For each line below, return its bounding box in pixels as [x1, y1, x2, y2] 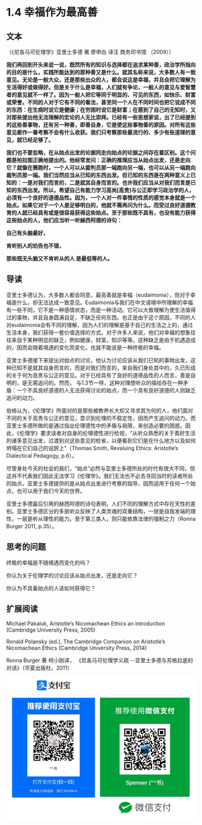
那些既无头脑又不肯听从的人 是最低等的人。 [6, 255, 113, 262]
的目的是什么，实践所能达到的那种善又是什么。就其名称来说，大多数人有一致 [6, 68, 196, 76]
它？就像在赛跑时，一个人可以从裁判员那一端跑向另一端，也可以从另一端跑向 [6, 164, 196, 171]
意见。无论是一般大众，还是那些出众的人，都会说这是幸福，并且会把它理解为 [6, 76, 196, 83]
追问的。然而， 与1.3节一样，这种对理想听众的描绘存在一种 [37, 379, 183, 386]
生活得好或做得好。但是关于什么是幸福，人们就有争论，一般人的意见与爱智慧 [6, 84, 196, 91]
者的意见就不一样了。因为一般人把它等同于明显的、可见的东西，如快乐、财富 [6, 91, 196, 98]
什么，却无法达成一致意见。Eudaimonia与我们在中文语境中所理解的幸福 [16, 299, 194, 306]
